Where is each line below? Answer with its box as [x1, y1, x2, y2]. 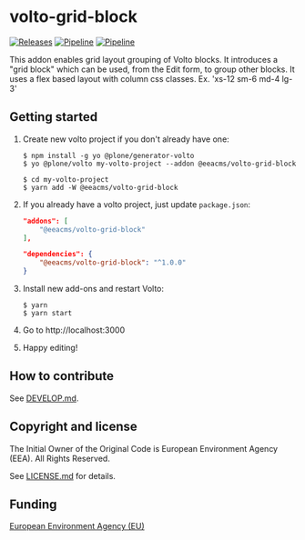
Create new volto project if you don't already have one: [22, 134, 229, 145]
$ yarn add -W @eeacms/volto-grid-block [22, 183, 178, 192]
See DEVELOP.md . [9, 393, 79, 404]
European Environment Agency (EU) [9, 521, 145, 532]
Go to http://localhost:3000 [22, 325, 126, 335]
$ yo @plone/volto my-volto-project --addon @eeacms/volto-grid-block [22, 159, 297, 168]
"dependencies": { [22, 250, 93, 259]
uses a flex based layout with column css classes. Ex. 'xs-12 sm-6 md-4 [9, 73, 280, 84]
